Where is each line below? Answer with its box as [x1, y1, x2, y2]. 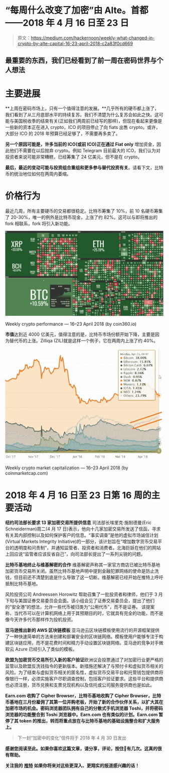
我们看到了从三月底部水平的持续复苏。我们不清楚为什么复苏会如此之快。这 [5, 112, 159, 118]
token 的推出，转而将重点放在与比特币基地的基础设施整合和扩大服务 [19, 718, 160, 724]
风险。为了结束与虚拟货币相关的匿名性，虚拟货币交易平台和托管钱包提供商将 [5, 669, 163, 675]
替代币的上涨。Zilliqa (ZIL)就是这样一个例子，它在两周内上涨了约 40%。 [9, 338, 158, 344]
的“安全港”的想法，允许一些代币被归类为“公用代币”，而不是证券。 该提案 [5, 604, 155, 610]
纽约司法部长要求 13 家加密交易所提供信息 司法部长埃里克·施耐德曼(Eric [5, 520, 151, 526]
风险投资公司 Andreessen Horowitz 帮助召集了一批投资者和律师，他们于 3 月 [5, 591, 163, 597]
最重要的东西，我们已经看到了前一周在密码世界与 [5, 56, 157, 65]
